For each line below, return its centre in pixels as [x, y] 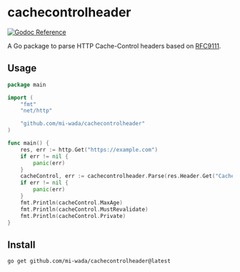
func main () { [29, 143]
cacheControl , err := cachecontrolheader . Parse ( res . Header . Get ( [118, 176]
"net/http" [36, 111]
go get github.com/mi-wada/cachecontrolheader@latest [89, 261]
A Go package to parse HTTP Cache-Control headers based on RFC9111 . [114, 46]
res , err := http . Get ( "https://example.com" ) [89, 150]
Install [21, 245]
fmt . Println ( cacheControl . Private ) [73, 216]
